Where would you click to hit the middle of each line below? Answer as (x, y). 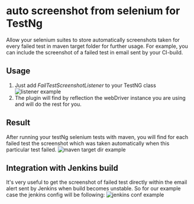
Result (18, 123)
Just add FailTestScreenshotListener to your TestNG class (85, 85)
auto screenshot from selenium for (93, 11)
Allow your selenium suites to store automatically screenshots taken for (93, 40)
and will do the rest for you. (48, 104)
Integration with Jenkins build (62, 168)
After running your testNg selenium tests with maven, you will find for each (97, 137)
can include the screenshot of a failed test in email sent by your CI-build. (95, 52)
